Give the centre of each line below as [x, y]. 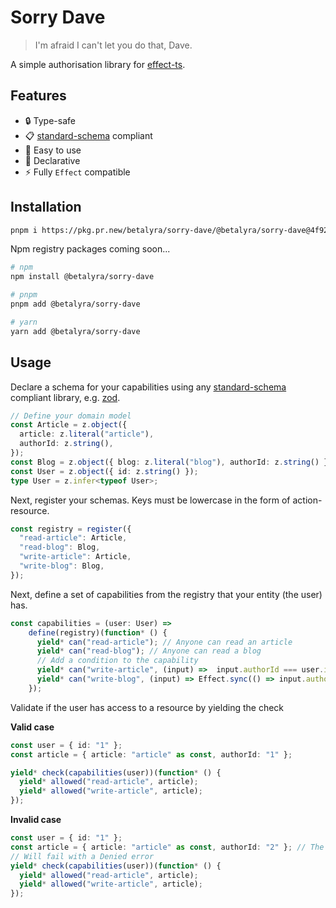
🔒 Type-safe [50, 120]
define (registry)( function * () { [98, 632]
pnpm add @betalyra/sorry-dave [75, 304]
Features [38, 96]
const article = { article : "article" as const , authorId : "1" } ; [151, 754]
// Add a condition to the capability [117, 661]
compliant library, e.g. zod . [65, 397]
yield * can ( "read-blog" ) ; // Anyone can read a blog [149, 651]
